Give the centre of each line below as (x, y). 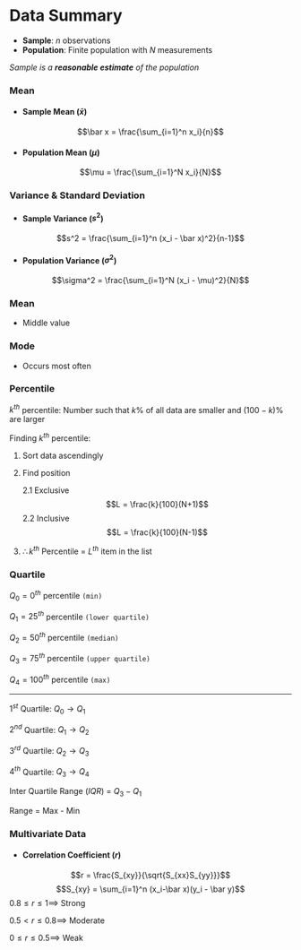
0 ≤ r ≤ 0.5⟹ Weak (46, 938)
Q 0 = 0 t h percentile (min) (56, 596)
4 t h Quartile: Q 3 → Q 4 (49, 772)
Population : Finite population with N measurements (117, 49)
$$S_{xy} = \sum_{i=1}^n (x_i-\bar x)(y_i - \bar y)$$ (150, 889)
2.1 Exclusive (46, 490)
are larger (27, 419)
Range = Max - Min (45, 810)
